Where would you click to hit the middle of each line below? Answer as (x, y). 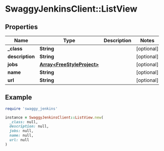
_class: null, (24, 122)
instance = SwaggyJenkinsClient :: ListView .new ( (54, 117)
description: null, (29, 126)
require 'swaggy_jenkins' (31, 109)
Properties (21, 27)
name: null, (22, 135)
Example (19, 97)
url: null (19, 140)
